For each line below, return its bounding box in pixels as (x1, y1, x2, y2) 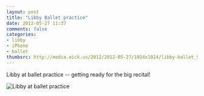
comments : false (6, 26, 47, 32)
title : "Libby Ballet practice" (6, 15, 88, 21)
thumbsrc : (6, 54, 32, 60)
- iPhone (6, 43, 29, 49)
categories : (6, 32, 36, 38)
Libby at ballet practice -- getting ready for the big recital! (6, 70, 151, 78)
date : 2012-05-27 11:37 (6, 20, 67, 26)
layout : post (6, 9, 39, 15)
